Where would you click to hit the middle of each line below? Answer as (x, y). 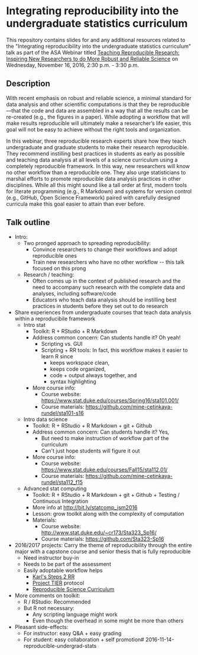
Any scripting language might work (75, 614)
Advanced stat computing (55, 488)
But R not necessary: (49, 608)
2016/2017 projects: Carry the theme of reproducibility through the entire (103, 545)
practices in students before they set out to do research (100, 306)
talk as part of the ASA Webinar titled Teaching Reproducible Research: (93, 52)
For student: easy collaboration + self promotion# (84, 639)
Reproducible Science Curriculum (73, 589)
